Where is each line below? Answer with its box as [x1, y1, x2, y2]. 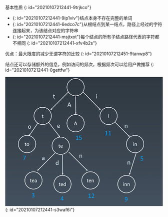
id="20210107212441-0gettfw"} [5, 67, 70, 73]
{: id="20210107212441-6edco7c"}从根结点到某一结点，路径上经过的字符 [12, 22, 162, 27]
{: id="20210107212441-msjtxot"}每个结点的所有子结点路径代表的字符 [12, 34, 155, 40]
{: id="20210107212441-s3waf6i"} [5, 206, 75, 212]
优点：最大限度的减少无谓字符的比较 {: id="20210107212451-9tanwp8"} [5, 51, 152, 57]
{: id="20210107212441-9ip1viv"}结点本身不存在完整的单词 [12, 15, 132, 21]
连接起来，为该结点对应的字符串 [12, 28, 78, 34]
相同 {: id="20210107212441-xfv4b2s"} [16, 40, 97, 46]
